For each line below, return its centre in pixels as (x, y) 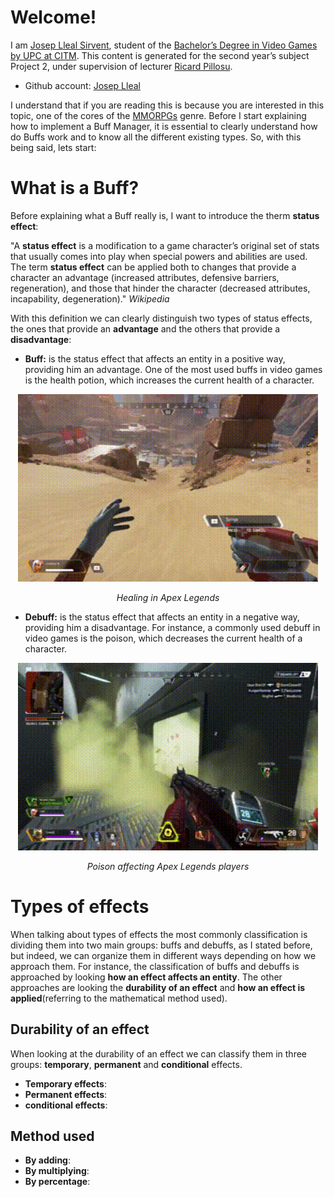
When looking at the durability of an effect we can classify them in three (159, 1053)
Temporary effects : (65, 1083)
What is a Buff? (75, 188)
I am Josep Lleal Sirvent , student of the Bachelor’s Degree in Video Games (164, 45)
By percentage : (57, 1182)
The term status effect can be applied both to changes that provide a (153, 267)
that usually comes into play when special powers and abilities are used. (159, 256)
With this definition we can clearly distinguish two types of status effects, (161, 318)
